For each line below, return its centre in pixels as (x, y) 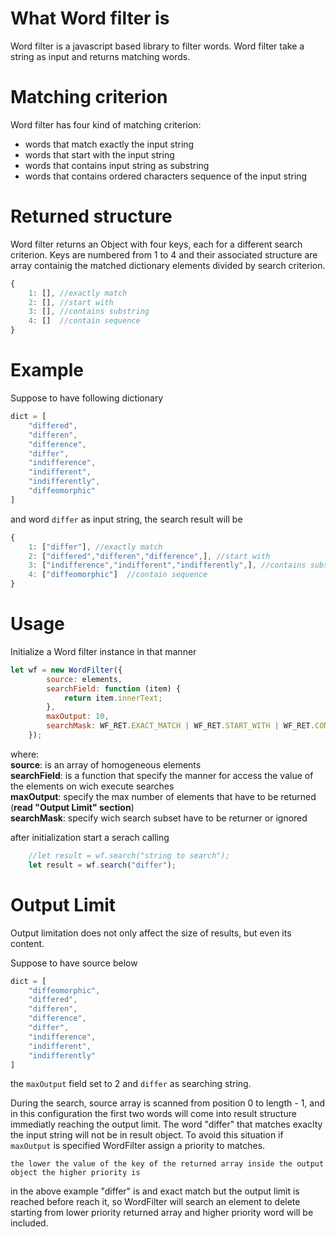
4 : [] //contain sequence (84, 321)
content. (27, 943)
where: (25, 754)
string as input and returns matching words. (100, 56)
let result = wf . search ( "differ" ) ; (102, 865)
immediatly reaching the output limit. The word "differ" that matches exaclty (166, 1124)
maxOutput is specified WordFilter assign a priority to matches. (138, 1146)
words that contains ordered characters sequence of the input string (166, 176)
